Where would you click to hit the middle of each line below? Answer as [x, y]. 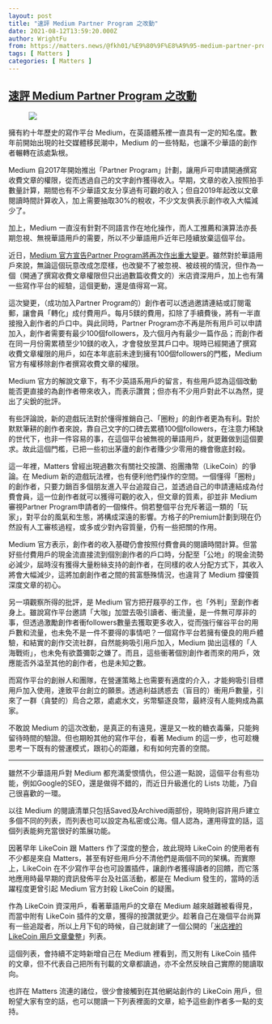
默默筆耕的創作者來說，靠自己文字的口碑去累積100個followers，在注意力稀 [132, 428]
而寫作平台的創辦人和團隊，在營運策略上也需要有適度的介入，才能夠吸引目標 [136, 680]
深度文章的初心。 [37, 584]
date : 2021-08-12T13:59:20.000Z [63, 31]
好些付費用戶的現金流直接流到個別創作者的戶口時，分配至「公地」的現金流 [132, 554]
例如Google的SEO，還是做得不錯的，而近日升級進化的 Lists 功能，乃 [136, 783]
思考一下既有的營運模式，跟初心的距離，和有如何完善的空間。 [111, 748]
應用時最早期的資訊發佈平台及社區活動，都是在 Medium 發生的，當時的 [134, 878]
